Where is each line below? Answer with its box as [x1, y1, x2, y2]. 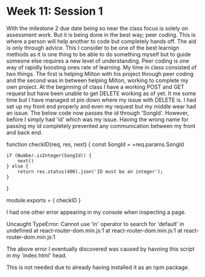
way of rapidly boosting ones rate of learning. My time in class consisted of [6, 63, 197, 71]
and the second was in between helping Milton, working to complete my [6, 77, 189, 84]
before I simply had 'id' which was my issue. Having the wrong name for [6, 115, 189, 123]
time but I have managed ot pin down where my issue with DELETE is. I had [6, 96, 196, 104]
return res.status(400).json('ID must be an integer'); [17, 169, 164, 175]
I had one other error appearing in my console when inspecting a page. [6, 208, 186, 216]
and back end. [6, 129, 43, 136]
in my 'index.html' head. [6, 251, 68, 259]
